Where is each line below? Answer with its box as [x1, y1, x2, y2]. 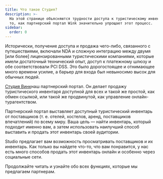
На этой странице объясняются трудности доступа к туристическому [9, 16, 147, 21]
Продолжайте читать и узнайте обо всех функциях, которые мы [5, 163, 138, 169]
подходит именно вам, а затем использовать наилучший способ [5, 124, 140, 129]
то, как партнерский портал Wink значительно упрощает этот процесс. [9, 20, 153, 26]
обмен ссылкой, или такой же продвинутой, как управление [5, 94, 131, 100]
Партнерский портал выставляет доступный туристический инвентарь [5, 108, 153, 114]
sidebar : [5, 25, 23, 30]
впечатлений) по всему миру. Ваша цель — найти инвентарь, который [5, 119, 151, 125]
